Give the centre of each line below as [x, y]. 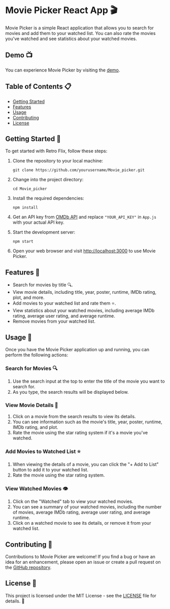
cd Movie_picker [30, 189]
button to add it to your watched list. [50, 469]
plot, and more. [28, 297]
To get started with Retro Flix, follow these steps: [56, 151]
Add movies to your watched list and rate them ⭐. [64, 303]
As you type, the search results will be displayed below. [71, 392]
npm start [23, 242]
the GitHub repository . [28, 567]
